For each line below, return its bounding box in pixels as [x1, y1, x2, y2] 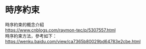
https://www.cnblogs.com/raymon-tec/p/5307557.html [5, 27, 116, 33]
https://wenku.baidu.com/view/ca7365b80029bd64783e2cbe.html [5, 38, 141, 44]
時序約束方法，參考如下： [5, 33, 57, 39]
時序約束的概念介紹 [5, 22, 44, 27]
